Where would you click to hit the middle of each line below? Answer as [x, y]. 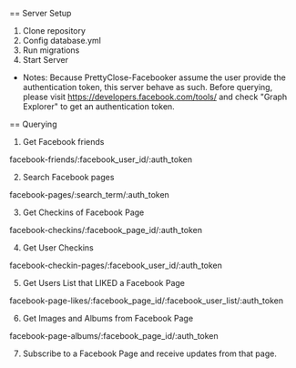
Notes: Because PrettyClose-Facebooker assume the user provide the [154, 77]
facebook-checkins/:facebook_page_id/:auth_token [106, 230]
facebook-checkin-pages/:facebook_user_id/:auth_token [116, 265]
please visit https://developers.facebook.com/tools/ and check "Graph [155, 97]
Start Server [45, 60]
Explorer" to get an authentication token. [98, 107]
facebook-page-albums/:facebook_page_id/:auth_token [114, 336]
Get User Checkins [58, 248]
